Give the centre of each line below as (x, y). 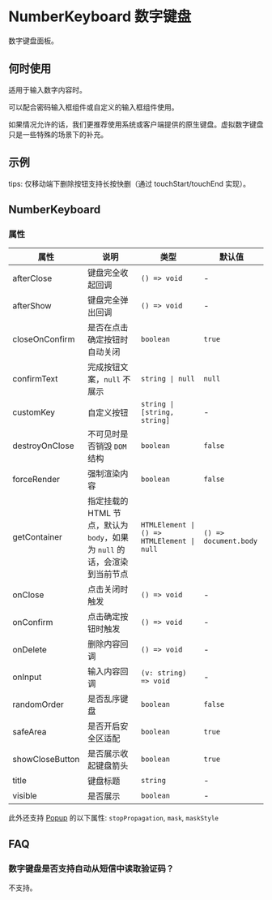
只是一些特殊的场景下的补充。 (58, 134)
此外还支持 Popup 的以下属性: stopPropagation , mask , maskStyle (113, 818)
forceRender (36, 480)
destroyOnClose (43, 446)
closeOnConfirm (44, 339)
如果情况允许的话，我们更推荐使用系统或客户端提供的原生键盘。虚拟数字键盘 (136, 124)
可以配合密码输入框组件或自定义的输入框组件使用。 (93, 107)
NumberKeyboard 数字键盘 (100, 17)
